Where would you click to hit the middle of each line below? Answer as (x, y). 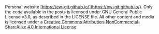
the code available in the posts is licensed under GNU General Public (73, 12)
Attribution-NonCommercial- (111, 22)
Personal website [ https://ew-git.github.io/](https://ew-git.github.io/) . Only (79, 7)
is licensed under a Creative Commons (43, 22)
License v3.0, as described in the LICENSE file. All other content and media (80, 17)
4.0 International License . (53, 27)
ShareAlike (16, 27)
